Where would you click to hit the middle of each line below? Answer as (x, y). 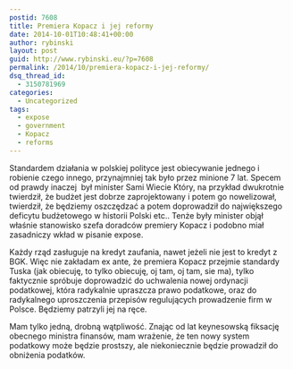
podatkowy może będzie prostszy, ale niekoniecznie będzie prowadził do (144, 345)
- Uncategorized (47, 101)
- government (42, 126)
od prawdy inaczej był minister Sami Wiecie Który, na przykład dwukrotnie (146, 187)
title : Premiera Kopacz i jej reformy (81, 26)
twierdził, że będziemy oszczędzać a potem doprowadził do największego (146, 206)
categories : (31, 92)
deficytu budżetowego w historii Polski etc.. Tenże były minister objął (136, 215)
